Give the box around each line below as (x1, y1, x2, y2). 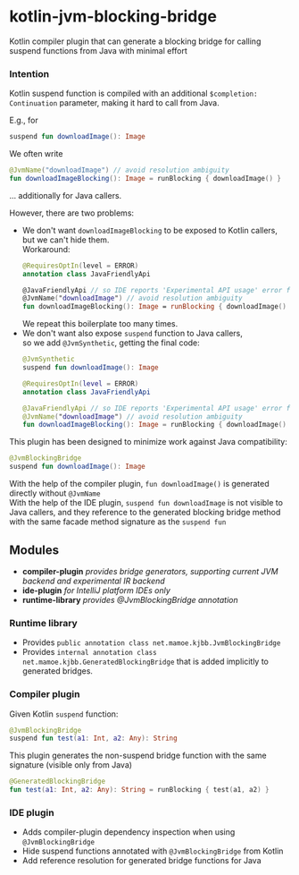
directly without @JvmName (9, 488, 101, 498)
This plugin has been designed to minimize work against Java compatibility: (9, 437, 287, 447)
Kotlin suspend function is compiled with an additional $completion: (9, 88, 258, 99)
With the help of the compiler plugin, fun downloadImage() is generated (9, 479, 270, 489)
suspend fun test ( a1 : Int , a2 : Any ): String (9, 734, 178, 743)
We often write (9, 149, 63, 159)
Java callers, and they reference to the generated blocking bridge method (9, 507, 281, 518)
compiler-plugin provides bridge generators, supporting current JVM (21, 565, 278, 576)
